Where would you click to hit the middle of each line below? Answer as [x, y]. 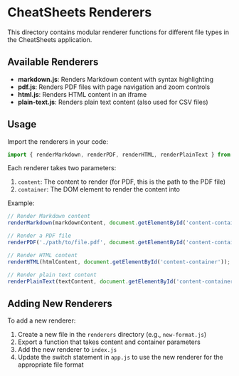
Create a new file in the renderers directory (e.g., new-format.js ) [112, 335]
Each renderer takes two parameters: [62, 168]
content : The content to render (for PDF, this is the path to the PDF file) [122, 182]
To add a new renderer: [42, 320]
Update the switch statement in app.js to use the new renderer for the [120, 357]
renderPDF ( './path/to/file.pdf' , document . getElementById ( [97, 243]
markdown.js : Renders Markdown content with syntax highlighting [116, 79]
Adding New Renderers [60, 303]
